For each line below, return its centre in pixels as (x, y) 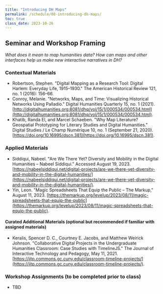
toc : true (15, 19)
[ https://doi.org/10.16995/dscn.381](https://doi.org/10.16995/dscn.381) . (83, 136)
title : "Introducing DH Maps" (36, 10)
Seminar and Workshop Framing (55, 43)
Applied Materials (27, 148)
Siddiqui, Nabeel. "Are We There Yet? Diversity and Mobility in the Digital (85, 158)
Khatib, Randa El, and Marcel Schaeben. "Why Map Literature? (75, 120)
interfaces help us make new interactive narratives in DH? (64, 60)
